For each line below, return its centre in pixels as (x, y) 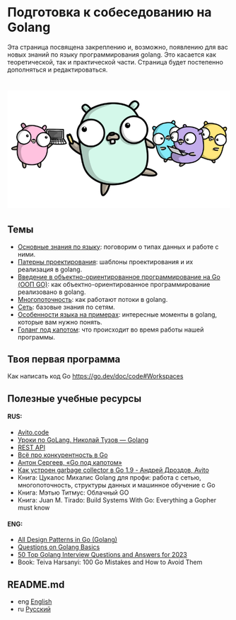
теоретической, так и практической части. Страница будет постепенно (116, 62)
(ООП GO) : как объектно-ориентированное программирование (114, 284)
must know (34, 507)
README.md (36, 584)
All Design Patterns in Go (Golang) (67, 540)
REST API (31, 447)
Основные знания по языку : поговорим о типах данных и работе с (118, 247)
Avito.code (33, 432)
